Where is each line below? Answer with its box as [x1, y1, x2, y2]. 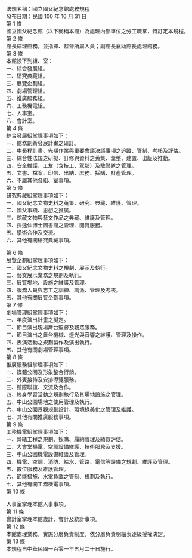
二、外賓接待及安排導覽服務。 [6, 376, 79, 383]
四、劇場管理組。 [6, 87, 48, 94]
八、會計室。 [6, 117, 38, 124]
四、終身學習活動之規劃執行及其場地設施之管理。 [6, 391, 126, 398]
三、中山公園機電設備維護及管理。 [6, 451, 90, 458]
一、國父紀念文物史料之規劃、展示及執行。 [6, 264, 111, 271]
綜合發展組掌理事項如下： [6, 132, 69, 139]
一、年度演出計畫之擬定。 [6, 316, 69, 323]
